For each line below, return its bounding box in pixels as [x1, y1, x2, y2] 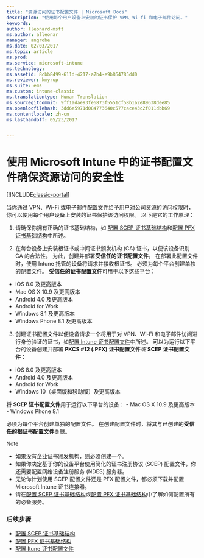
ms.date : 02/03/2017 [6, 43, 59, 49]
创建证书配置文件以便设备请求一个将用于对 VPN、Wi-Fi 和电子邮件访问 [15, 330, 193, 338]
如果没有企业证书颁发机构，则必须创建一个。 [15, 453, 128, 460]
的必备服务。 [15, 498, 47, 506]
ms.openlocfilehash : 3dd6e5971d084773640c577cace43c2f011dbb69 [6, 105, 171, 111]
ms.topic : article [6, 49, 53, 55]
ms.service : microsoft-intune [6, 60, 83, 66]
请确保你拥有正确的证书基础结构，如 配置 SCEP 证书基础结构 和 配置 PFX [15, 224, 195, 231]
